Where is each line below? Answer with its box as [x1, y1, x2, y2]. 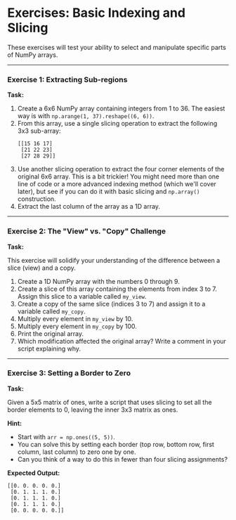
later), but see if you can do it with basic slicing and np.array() [17, 188, 200, 196]
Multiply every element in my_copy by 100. [17, 322, 137, 330]
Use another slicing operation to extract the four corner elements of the [17, 165, 225, 174]
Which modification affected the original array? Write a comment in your [17, 337, 227, 345]
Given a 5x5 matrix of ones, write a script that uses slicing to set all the [7, 398, 212, 406]
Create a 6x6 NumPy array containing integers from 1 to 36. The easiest [17, 104, 225, 113]
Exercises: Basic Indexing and [7, 5, 186, 21]
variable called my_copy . [17, 307, 86, 316]
